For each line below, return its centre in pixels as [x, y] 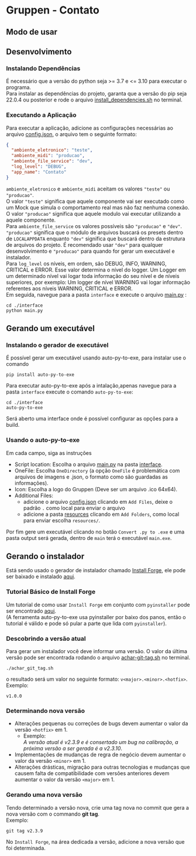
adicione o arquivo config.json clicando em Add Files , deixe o [98, 501]
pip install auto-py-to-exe [40, 375]
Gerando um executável [50, 329]
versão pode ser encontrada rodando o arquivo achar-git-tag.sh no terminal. [98, 658]
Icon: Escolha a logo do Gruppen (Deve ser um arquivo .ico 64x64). [96, 489]
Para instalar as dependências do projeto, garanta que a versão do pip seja [97, 94]
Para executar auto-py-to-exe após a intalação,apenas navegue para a [91, 386]
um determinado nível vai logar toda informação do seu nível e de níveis [93, 276]
